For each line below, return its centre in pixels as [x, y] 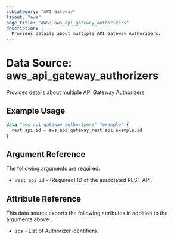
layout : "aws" [24, 17]
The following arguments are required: [53, 169]
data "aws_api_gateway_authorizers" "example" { [68, 125]
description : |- [26, 28]
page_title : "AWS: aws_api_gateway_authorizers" [68, 23]
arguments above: [28, 219]
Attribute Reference [44, 199]
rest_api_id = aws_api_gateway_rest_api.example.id [77, 130]
